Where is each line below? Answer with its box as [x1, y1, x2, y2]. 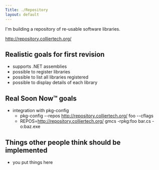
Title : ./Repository [5, 7, 49, 13]
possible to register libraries [12, 69, 70, 75]
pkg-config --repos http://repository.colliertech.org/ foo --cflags [20, 113, 154, 119]
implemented [5, 146, 48, 154]
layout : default [5, 12, 39, 17]
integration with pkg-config [12, 108, 69, 114]
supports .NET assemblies [12, 63, 67, 69]
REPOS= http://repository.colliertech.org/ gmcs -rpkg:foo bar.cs [20, 118, 151, 124]
